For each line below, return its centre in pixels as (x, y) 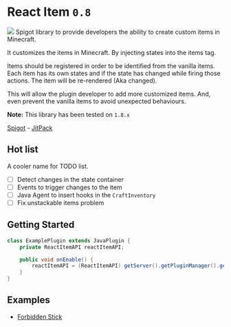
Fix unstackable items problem (60, 202)
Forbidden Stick (40, 317)
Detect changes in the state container (70, 179)
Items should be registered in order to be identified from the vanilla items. (111, 65)
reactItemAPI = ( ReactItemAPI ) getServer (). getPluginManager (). (126, 266)
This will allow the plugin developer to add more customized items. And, (109, 94)
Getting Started (41, 225)
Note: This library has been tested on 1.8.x (69, 114)
